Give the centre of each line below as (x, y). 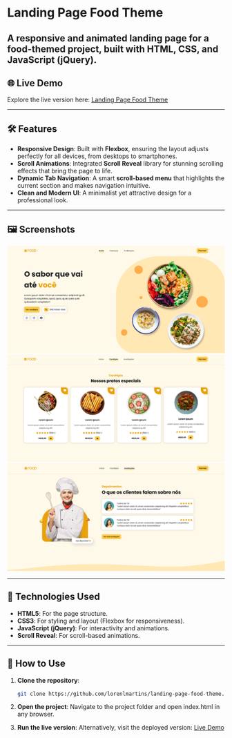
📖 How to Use (36, 664)
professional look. (42, 200)
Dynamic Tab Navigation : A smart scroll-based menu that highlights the (121, 178)
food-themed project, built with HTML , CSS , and (113, 49)
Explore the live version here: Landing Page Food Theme (88, 100)
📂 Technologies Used (54, 597)
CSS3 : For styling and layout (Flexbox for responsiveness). (101, 621)
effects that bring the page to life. (65, 171)
